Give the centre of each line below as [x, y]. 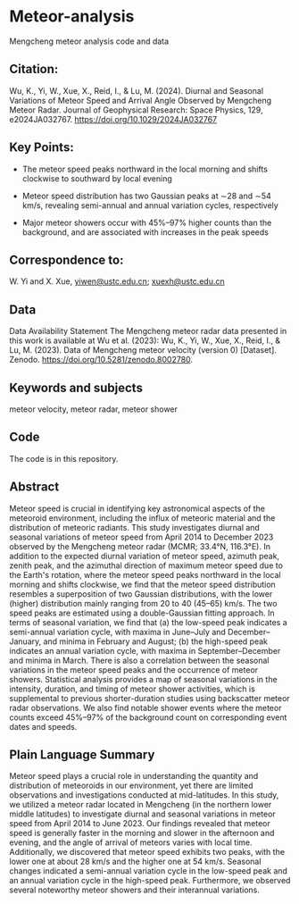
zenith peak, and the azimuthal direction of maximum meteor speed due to [146, 565]
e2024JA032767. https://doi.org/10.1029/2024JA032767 [113, 119]
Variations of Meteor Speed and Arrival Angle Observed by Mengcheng [141, 100]
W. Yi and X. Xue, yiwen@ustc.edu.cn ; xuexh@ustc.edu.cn [117, 281]
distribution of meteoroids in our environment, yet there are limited [131, 786]
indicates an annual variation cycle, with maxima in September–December [145, 650]
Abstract [34, 487]
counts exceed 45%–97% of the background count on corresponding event [148, 717]
